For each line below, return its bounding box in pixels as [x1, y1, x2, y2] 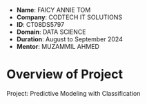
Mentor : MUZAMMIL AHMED [16, 43, 99, 50]
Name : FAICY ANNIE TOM [16, 6, 91, 14]
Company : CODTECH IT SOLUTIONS [16, 13, 122, 21]
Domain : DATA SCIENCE [16, 28, 87, 36]
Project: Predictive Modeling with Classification [6, 89, 141, 97]
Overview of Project [6, 67, 124, 82]
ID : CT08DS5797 [16, 21, 65, 28]
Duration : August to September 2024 [16, 35, 124, 43]
